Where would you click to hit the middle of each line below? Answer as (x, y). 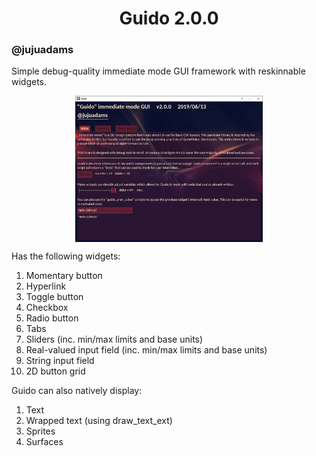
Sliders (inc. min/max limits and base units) (114, 339)
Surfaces (44, 442)
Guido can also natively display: (77, 391)
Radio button (52, 318)
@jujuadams (42, 50)
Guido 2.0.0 (169, 18)
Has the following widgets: (66, 256)
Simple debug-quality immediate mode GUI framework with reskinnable (158, 71)
